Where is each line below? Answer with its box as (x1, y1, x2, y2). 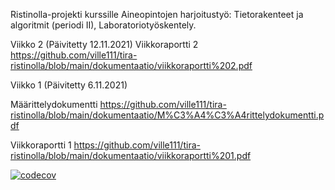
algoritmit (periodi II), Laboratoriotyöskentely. (10, 19, 197, 31)
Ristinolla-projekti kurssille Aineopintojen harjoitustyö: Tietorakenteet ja (10, 9, 304, 20)
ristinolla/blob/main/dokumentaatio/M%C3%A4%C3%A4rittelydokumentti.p (10, 109, 325, 121)
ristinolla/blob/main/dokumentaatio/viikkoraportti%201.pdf (10, 150, 252, 161)
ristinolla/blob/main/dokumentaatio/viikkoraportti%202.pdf (10, 60, 253, 71)
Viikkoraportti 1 (10, 139, 72, 151)
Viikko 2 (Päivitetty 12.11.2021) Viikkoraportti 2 (10, 39, 199, 50)
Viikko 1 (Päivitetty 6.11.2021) (10, 79, 128, 91)
